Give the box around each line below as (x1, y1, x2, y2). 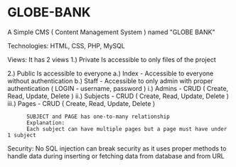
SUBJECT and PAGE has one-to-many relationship (26, 113, 171, 120)
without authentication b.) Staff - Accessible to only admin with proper (7, 76, 213, 85)
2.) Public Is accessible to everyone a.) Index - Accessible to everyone (7, 69, 214, 77)
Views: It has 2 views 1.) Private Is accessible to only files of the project (7, 55, 216, 64)
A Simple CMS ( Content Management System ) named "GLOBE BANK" (7, 28, 215, 36)
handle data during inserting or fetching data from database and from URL (7, 151, 225, 160)
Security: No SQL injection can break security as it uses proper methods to (7, 144, 227, 153)
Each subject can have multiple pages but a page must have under (26, 125, 227, 132)
